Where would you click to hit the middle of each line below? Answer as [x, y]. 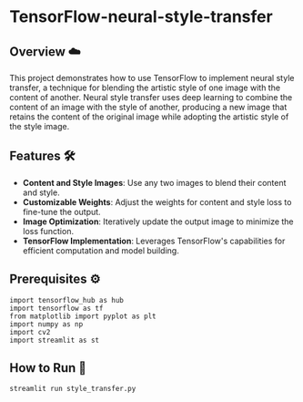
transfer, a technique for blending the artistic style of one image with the [145, 88]
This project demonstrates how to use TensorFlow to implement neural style [152, 78]
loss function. [48, 231]
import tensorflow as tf [56, 308]
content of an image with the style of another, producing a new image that [148, 107]
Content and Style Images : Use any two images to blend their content [154, 182]
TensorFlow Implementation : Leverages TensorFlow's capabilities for [154, 241]
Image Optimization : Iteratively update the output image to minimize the [158, 222]
